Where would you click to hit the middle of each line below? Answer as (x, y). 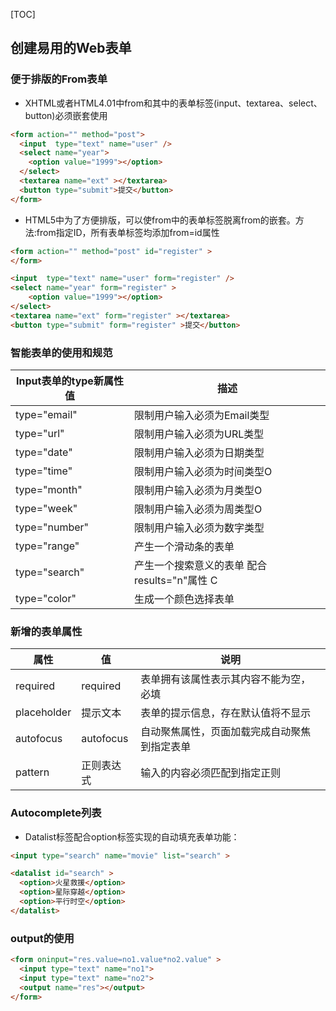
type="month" (49, 489)
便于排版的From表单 (59, 79)
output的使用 (42, 938)
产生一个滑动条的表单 (184, 546)
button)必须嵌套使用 (66, 115)
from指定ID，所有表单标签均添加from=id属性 (128, 232)
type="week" (46, 508)
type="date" (44, 452)
